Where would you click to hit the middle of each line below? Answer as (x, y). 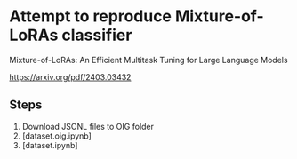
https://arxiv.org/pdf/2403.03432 (70, 76)
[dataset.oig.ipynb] (56, 136)
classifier (97, 35)
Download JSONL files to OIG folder (88, 126)
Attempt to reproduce (90, 16)
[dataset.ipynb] (50, 145)
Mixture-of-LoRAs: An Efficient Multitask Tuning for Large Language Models (148, 60)
